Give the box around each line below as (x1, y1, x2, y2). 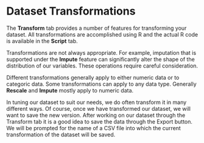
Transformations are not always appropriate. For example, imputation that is (6, 49, 197, 56)
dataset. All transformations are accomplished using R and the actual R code (6, 30, 199, 38)
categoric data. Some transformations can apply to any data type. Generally (6, 80, 197, 88)
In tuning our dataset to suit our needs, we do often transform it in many (6, 99, 187, 106)
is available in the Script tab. (6, 37, 78, 44)
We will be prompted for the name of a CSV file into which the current (6, 124, 181, 131)
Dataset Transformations (6, 4, 136, 18)
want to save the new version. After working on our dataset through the (6, 111, 186, 119)
